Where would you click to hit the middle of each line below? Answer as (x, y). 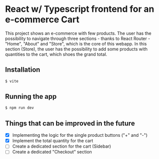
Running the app (31, 97)
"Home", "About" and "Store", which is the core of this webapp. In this (76, 43)
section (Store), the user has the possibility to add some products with (76, 49)
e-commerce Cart (42, 20)
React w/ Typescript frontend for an (80, 9)
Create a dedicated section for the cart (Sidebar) (62, 146)
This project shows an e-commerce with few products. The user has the (78, 33)
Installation (23, 70)
